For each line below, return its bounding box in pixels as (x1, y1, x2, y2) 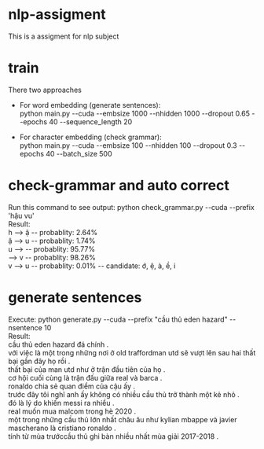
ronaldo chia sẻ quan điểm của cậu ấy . (8, 381, 136, 391)
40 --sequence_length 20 (48, 116, 133, 127)
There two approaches (8, 85, 82, 94)
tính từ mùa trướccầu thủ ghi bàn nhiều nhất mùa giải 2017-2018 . (8, 431, 219, 441)
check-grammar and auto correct (8, 177, 229, 194)
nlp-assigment (8, 6, 106, 24)
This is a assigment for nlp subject (8, 31, 119, 41)
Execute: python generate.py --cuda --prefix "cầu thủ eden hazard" (8, 315, 228, 324)
